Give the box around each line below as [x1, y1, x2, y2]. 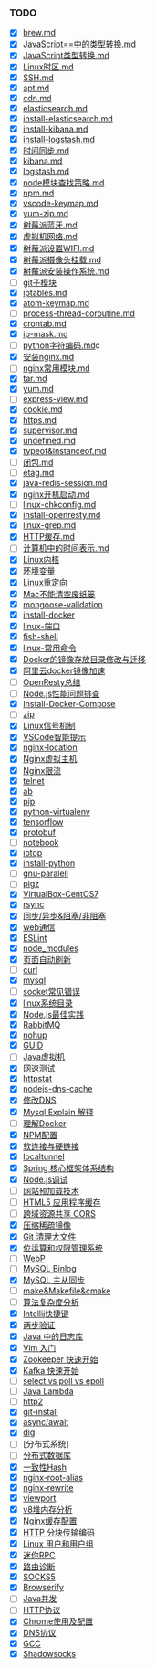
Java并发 [22, 1593, 57, 1604]
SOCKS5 [22, 1571, 57, 1582]
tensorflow [22, 816, 64, 828]
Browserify [22, 1582, 64, 1593]
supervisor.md [22, 425, 77, 436]
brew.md [22, 27, 57, 38]
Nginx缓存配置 [22, 1515, 77, 1526]
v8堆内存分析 [22, 1504, 73, 1515]
